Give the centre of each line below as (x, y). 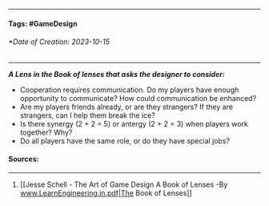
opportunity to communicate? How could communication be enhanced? (138, 98)
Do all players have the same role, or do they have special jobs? (125, 140)
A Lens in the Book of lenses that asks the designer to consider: (117, 74)
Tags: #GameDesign (43, 23)
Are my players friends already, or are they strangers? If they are (126, 107)
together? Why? (46, 132)
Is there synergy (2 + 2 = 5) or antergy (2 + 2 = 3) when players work (134, 123)
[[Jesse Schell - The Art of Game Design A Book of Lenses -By (124, 184)
